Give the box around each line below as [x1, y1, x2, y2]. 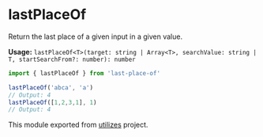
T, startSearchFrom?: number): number [8, 55, 136, 63]
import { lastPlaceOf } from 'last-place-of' [8, 69, 160, 77]
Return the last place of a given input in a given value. [8, 32, 183, 41]
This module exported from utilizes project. [8, 120, 148, 130]
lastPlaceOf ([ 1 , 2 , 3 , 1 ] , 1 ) [8, 98, 97, 106]
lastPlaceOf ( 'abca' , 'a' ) [8, 83, 93, 92]
